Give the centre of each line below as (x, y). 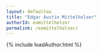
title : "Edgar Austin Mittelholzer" (51, 17)
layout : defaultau (29, 11)
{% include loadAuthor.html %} (44, 45)
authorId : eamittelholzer (38, 22)
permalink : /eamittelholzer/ (42, 28)
